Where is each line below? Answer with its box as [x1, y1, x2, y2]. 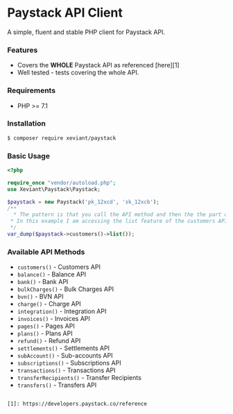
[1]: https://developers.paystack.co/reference [7, 401, 148, 408]
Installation [7, 119, 46, 129]
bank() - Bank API [17, 278, 69, 286]
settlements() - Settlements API [17, 344, 110, 352]
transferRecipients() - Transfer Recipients [17, 374, 142, 382]
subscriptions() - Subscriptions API [17, 359, 121, 367]
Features [7, 45, 38, 55]
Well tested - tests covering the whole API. [17, 68, 139, 77]
